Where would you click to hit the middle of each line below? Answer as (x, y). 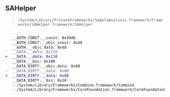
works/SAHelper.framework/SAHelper (55, 24)
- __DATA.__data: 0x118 (31, 52)
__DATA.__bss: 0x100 (34, 61)
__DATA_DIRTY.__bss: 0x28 (39, 80)
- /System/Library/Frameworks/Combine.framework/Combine (73, 85)
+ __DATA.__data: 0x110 (31, 57)
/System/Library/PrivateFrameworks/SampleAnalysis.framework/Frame (90, 20)
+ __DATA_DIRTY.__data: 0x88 (37, 76)
